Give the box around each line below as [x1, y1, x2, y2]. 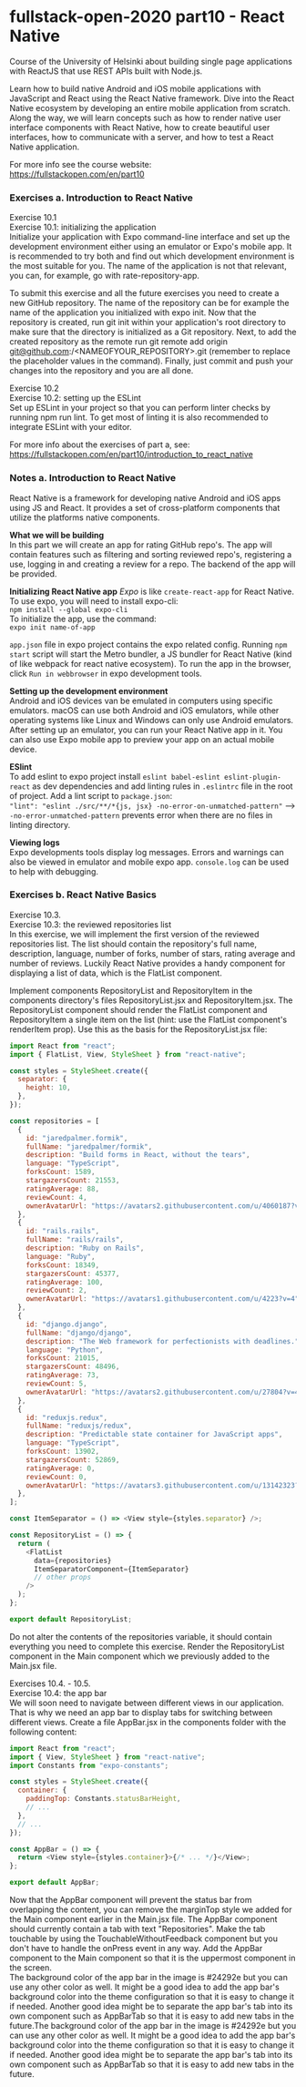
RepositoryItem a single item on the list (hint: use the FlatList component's [9, 1014, 288, 1025]
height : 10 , [25, 1083, 71, 1092]
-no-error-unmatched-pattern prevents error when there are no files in [9, 809, 273, 821]
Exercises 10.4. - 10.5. [9, 1678, 91, 1689]
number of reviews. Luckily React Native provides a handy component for [9, 957, 286, 968]
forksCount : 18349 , [25, 1260, 100, 1270]
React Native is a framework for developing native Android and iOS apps [9, 492, 281, 503]
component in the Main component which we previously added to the [9, 1651, 270, 1662]
